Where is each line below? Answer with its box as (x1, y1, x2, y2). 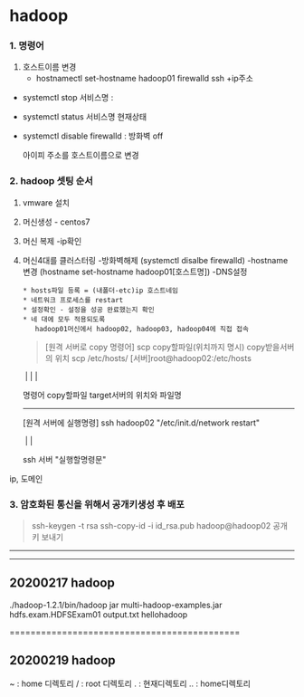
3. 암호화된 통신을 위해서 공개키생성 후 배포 (9, 498, 185, 511)
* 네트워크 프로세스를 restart (22, 295, 124, 304)
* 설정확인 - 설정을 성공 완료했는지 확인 (22, 305, 156, 314)
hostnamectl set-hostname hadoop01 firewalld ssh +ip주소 (35, 73, 253, 84)
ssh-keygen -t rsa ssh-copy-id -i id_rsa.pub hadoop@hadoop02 (31, 520, 271, 531)
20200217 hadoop (9, 576, 115, 591)
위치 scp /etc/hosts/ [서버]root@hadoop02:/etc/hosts (54, 352, 252, 363)
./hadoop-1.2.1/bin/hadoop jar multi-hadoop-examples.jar (9, 599, 223, 610)
